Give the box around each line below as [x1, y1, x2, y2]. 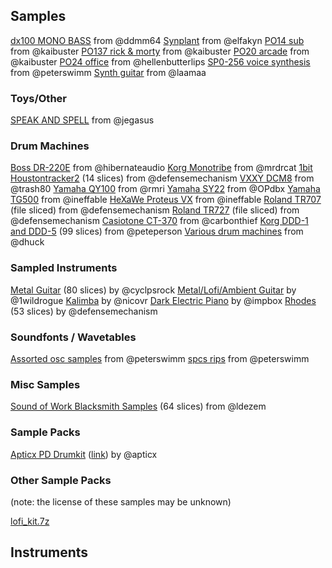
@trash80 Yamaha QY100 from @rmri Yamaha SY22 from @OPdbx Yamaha [10, 183, 321, 195]
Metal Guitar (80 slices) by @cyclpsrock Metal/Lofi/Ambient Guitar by [10, 284, 297, 296]
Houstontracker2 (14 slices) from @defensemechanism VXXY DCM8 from [10, 172, 315, 184]
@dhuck [10, 236, 45, 248]
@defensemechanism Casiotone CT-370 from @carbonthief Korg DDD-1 [10, 215, 309, 227]
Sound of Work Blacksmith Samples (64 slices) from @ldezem [10, 400, 267, 413]
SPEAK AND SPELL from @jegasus [10, 114, 155, 126]
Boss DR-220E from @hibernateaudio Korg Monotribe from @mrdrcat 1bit [10, 162, 313, 174]
